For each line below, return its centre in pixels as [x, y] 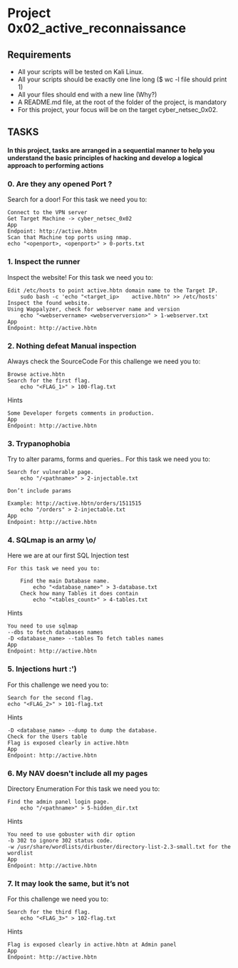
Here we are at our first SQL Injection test [68, 555]
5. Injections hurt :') [42, 669]
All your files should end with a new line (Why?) [87, 95]
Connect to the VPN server [47, 213]
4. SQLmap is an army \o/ [52, 540]
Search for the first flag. [49, 380]
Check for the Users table [47, 737]
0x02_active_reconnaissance [97, 28]
